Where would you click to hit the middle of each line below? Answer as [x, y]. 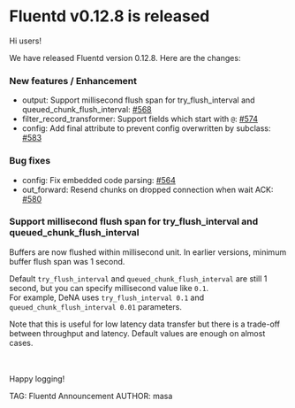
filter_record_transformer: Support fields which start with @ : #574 [140, 119]
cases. [21, 343]
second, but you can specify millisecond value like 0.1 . [109, 288]
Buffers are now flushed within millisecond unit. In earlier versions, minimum [148, 252]
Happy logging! [37, 379]
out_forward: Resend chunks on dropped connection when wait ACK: [147, 189]
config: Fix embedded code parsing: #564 [99, 180]
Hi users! [26, 41]
